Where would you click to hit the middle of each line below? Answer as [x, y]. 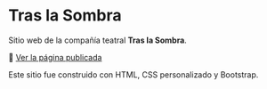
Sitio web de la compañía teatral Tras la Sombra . [98, 40]
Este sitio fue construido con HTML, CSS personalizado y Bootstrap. [133, 74]
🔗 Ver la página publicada [55, 57]
